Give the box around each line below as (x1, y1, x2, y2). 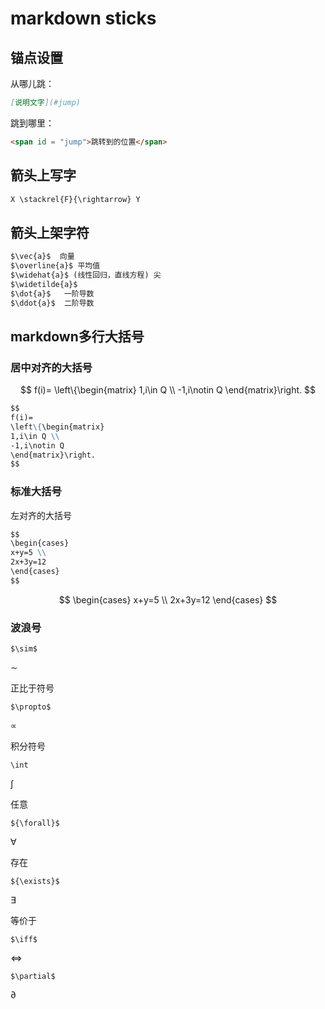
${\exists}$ (10, 877, 60, 887)
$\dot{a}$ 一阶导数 (10, 288, 95, 299)
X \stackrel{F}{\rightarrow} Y (10, 194, 141, 204)
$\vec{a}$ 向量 (10, 252, 75, 262)
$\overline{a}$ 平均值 (10, 261, 101, 271)
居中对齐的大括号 (10, 360, 93, 374)
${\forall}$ (10, 818, 60, 829)
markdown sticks (10, 7, 157, 30)
